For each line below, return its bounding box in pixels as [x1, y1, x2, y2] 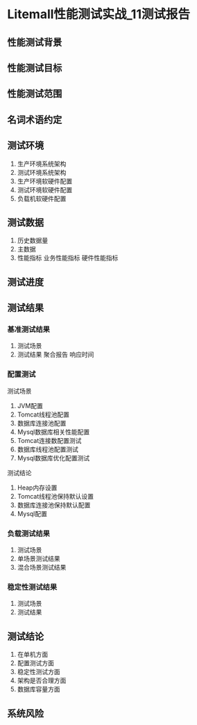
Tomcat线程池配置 [17, 410, 69, 419]
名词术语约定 [7, 114, 62, 125]
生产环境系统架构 [17, 159, 67, 168]
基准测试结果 [7, 325, 51, 334]
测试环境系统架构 [17, 168, 67, 176]
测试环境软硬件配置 [17, 185, 73, 194]
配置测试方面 [17, 659, 54, 667]
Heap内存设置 [17, 483, 58, 492]
